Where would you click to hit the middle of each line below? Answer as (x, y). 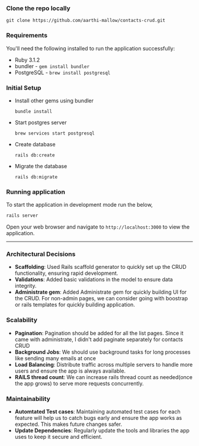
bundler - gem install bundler (52, 66)
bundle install (33, 111)
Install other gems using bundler (54, 100)
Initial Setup (24, 88)
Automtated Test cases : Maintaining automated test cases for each (97, 411)
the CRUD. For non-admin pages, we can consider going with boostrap (101, 299)
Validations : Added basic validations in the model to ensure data (94, 280)
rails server (22, 216)
